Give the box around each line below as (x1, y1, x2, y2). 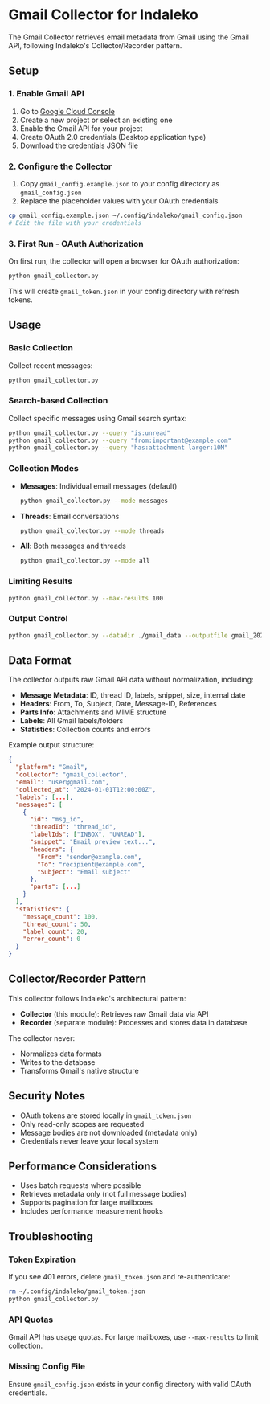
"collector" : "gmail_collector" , (15, 771, 128, 779)
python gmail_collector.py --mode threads (19, 526, 165, 535)
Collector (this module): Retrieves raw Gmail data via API (19, 1009, 209, 1018)
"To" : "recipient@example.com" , (37, 860, 146, 869)
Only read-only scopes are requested (19, 1119, 145, 1128)
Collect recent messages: (8, 360, 93, 370)
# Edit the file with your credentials (8, 219, 142, 227)
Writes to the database (19, 1057, 96, 1066)
